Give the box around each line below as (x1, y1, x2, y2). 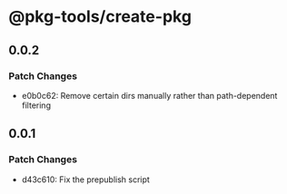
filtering (21, 100, 52, 111)
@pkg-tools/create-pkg (8, 6, 193, 27)
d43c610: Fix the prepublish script (21, 174, 151, 185)
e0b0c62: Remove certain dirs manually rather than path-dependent (21, 90, 278, 101)
